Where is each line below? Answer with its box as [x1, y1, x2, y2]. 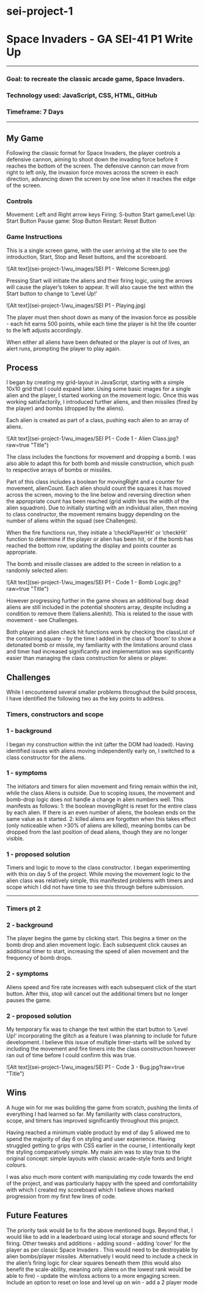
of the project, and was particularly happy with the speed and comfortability [6, 1179, 198, 1187]
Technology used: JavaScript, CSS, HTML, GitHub [6, 91, 157, 99]
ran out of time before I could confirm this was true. [6, 1051, 136, 1059]
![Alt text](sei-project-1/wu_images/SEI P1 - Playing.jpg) [6, 302, 146, 309]
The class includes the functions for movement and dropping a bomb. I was [6, 453, 196, 461]
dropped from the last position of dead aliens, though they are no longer [6, 828, 188, 836]
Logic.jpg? [154, 579, 181, 586]
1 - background [6, 727, 52, 735]
